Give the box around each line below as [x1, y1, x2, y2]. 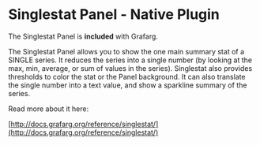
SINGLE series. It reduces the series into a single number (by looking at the [8, 55, 253, 65]
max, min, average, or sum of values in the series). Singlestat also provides [8, 63, 253, 72]
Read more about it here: [8, 104, 89, 113]
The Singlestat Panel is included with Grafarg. [8, 32, 158, 41]
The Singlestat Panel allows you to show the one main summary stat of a [8, 46, 245, 56]
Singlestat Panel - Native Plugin [8, 6, 220, 24]
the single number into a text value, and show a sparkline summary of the [8, 80, 247, 90]
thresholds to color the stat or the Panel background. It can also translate [8, 72, 247, 81]
